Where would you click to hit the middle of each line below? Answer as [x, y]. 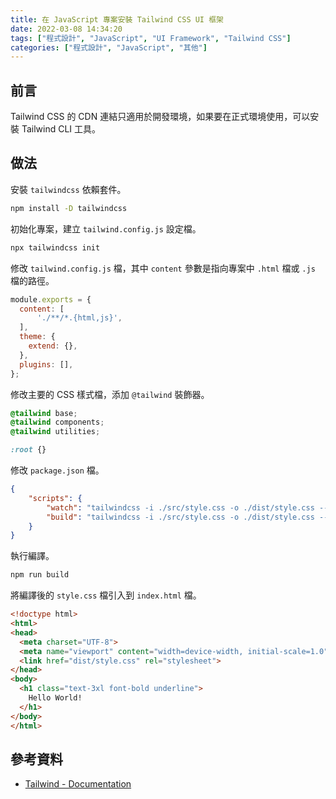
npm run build [40, 575]
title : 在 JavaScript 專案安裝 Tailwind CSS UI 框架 [117, 19]
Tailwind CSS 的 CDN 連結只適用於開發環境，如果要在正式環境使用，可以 [160, 117]
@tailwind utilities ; [55, 432]
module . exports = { [51, 299]
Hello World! [55, 698]
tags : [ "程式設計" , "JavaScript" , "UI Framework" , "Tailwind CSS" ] [151, 38]
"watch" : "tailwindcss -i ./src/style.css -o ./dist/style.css [180, 507]
